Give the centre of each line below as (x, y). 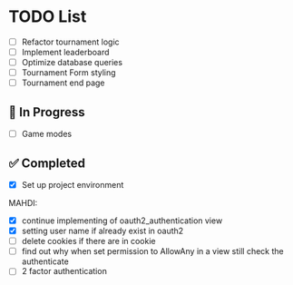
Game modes (47, 134)
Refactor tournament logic (70, 42)
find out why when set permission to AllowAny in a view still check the (153, 251)
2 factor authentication (64, 271)
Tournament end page (63, 83)
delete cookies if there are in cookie (88, 241)
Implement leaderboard (65, 52)
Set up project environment (73, 184)
